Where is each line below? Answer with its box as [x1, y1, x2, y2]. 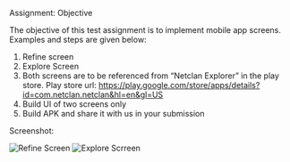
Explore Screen [21, 61, 79, 71]
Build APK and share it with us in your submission [21, 109, 205, 118]
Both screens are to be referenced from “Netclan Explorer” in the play [21, 70, 280, 81]
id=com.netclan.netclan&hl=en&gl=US [21, 89, 164, 100]
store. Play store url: [21, 80, 97, 90]
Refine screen [21, 52, 74, 61]
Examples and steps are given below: [9, 35, 147, 45]
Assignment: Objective [9, 8, 93, 18]
